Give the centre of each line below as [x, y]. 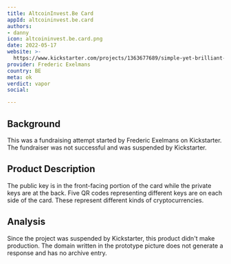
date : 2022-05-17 [32, 45]
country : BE [24, 71]
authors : [20, 26]
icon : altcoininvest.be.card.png [55, 39]
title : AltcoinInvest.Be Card [51, 13]
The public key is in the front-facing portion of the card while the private [109, 185]
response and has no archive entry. [57, 253]
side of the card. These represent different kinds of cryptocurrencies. [106, 200]
